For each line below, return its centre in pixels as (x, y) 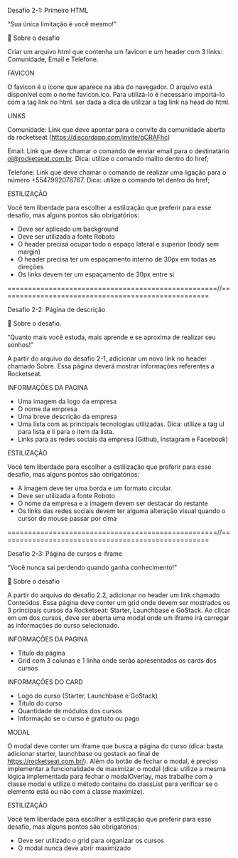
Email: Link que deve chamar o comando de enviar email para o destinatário (118, 151)
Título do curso (40, 703)
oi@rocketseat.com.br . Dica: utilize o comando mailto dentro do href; (108, 159)
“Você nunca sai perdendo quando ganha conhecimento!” (92, 567)
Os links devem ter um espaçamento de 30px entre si (96, 274)
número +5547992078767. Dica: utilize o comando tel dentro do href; (109, 180)
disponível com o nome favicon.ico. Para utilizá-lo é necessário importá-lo (116, 94)
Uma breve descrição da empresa (67, 417)
